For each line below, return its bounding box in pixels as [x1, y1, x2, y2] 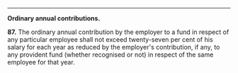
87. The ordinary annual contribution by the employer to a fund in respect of [7, 28, 229, 36]
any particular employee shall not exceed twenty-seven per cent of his [7, 35, 214, 43]
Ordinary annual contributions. [7, 14, 101, 22]
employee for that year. [7, 58, 76, 66]
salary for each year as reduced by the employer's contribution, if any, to [7, 43, 220, 51]
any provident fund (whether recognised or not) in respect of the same [7, 50, 214, 59]
